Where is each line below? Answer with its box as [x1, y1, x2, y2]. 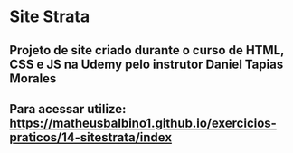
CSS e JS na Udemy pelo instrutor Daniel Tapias [9, 56, 284, 72]
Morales [9, 71, 57, 86]
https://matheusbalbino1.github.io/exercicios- [9, 115, 278, 130]
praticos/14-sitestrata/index [9, 129, 173, 145]
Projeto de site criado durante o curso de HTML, [9, 43, 285, 58]
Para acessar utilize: [9, 101, 127, 117]
